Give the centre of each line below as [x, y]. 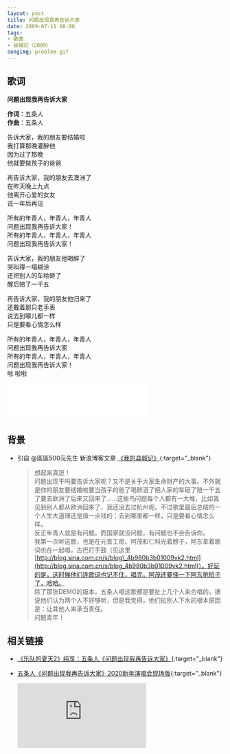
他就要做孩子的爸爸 [34, 163]
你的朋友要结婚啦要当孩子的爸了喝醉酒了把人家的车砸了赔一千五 [130, 489]
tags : [15, 33]
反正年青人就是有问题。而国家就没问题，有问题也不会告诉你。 [122, 533]
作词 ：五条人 [25, 113]
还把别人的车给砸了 [34, 275]
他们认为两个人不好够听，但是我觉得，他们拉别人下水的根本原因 [130, 600]
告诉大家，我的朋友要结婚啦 [46, 137]
